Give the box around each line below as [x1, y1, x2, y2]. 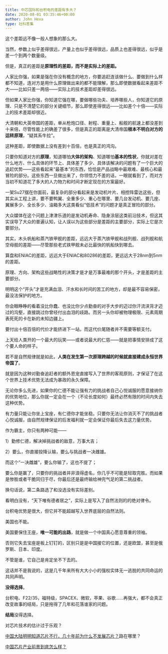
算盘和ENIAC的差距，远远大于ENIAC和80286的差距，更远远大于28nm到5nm [5, 252, 162, 258]
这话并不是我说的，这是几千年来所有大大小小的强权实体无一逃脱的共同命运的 [5, 567, 163, 573]
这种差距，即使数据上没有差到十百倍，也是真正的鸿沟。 [5, 143, 119, 149]
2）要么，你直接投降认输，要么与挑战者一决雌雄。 [5, 448, 109, 455]
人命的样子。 [13, 343, 40, 349]
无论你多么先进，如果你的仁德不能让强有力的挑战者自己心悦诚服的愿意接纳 [5, 387, 158, 393]
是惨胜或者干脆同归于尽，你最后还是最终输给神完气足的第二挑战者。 [5, 476, 145, 482]
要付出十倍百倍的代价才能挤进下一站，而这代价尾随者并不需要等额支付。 [5, 326, 154, 332]
